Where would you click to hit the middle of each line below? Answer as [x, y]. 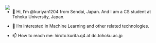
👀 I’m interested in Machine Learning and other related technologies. [81, 26]
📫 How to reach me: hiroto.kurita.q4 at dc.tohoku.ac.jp [67, 36]
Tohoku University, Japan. [38, 17]
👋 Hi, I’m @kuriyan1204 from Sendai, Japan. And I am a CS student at [81, 12]
